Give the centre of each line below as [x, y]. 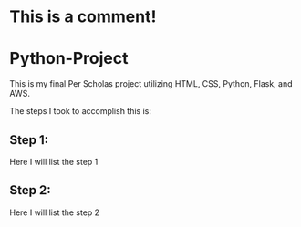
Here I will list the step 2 [55, 212]
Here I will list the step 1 [54, 161]
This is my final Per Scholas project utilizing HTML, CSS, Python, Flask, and [151, 84]
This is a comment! [83, 17]
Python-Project [69, 59]
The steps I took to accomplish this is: [81, 111]
